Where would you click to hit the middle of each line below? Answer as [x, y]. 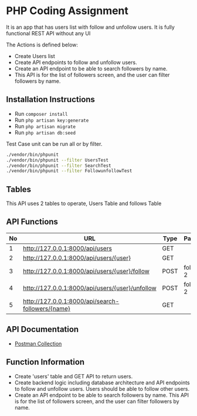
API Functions [32, 222]
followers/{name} [47, 308]
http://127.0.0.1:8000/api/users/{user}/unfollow [90, 288]
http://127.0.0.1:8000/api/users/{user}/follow [86, 271]
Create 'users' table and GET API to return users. [74, 376]
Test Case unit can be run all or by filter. [54, 144]
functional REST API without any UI [48, 33]
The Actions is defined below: [42, 45]
